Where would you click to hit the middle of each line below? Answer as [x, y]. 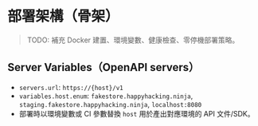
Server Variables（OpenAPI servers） [104, 67]
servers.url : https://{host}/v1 [71, 87]
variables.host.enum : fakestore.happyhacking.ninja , [106, 96]
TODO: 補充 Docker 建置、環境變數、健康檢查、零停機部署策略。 [133, 40]
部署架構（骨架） [64, 16]
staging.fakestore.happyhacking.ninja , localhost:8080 [110, 104]
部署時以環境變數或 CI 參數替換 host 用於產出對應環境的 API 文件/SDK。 [137, 113]
